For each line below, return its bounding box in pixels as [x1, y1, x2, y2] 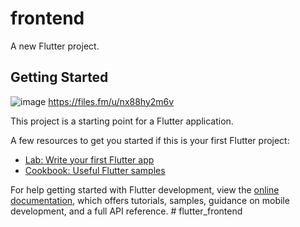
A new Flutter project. [10, 40, 100, 52]
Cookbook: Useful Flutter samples [24, 164, 166, 176]
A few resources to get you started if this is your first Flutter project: [10, 134, 290, 146]
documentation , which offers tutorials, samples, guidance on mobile [10, 194, 290, 206]
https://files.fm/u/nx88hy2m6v [48, 95, 175, 107]
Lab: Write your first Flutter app [24, 153, 155, 166]
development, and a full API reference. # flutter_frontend [10, 205, 243, 217]
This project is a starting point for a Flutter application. [10, 115, 234, 127]
